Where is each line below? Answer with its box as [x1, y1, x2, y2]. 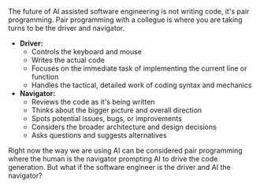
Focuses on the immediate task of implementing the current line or [31, 64, 247, 73]
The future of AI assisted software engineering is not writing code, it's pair [8, 7, 250, 16]
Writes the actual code [31, 55, 105, 65]
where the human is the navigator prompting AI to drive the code [8, 154, 218, 164]
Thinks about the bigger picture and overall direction [31, 105, 202, 115]
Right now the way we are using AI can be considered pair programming [8, 146, 243, 155]
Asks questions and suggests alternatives [31, 131, 167, 140]
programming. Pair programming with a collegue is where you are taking [8, 15, 243, 24]
